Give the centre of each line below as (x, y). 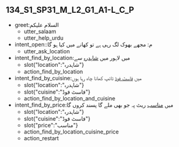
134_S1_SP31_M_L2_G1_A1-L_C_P (70, 10)
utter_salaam (40, 31)
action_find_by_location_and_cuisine (70, 98)
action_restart (41, 138)
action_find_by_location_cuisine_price (71, 132)
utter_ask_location (47, 51)
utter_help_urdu (44, 38)
